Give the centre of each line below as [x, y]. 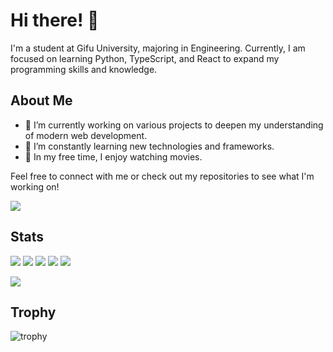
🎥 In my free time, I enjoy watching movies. [113, 156]
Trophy [33, 312]
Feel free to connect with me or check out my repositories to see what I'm [162, 176]
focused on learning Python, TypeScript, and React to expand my [145, 58]
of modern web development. [86, 135]
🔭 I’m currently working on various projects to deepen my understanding [174, 125]
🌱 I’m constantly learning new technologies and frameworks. [149, 146]
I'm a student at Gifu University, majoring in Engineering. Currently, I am [158, 48]
